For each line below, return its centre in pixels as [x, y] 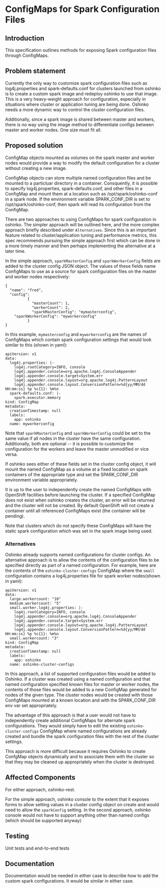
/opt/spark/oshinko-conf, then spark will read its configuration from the [78, 204]
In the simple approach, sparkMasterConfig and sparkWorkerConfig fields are [83, 261]
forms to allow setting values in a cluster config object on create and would [82, 804]
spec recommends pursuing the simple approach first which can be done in [83, 240]
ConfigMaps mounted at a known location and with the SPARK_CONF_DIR [81, 700]
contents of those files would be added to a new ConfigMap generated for [81, 690]
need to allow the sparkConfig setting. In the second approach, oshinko [78, 810]
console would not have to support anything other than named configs [77, 815]
